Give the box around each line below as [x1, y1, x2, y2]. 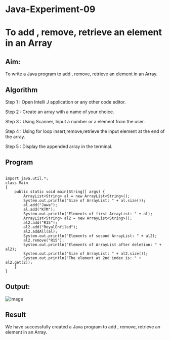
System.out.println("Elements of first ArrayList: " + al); [23, 211, 153, 216]
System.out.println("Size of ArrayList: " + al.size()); [23, 198, 146, 203]
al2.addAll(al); [23, 229, 58, 234]
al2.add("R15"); [23, 220, 58, 225]
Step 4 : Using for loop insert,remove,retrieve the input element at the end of [5, 128, 165, 134]
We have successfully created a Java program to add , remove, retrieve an [5, 324, 161, 330]
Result [5, 311, 26, 319]
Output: [5, 282, 30, 291]
